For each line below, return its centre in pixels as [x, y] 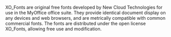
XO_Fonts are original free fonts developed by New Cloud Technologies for [84, 7]
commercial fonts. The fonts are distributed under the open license [76, 23]
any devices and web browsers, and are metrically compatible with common [86, 18]
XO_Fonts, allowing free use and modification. [54, 29]
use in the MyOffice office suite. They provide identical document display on [86, 13]
